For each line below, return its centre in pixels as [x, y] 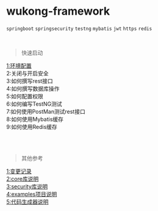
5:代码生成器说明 [27, 202]
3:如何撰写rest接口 [30, 81]
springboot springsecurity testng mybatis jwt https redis [79, 29]
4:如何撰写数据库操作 [33, 88]
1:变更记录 [19, 171]
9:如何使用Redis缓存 [32, 127]
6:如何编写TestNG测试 [34, 104]
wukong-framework [58, 11]
